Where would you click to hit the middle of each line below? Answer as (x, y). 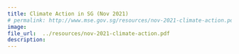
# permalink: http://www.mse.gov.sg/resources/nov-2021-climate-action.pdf (122, 20)
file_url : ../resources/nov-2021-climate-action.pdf (89, 33)
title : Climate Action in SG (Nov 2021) (68, 14)
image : (17, 27)
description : (27, 40)
